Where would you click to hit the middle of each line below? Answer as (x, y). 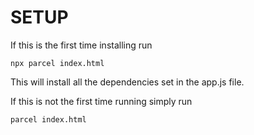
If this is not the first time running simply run (101, 101)
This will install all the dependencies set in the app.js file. (127, 82)
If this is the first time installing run (81, 45)
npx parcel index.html (57, 63)
